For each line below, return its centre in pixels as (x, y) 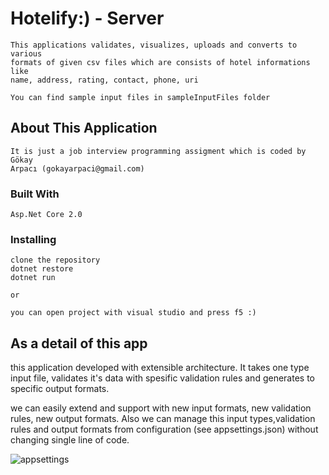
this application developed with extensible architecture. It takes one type (160, 368)
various (26, 53)
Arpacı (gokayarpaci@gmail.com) (77, 168)
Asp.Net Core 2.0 (46, 215)
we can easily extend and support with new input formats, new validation (161, 408)
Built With (35, 194)
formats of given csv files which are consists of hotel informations (160, 62)
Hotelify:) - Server (87, 18)
